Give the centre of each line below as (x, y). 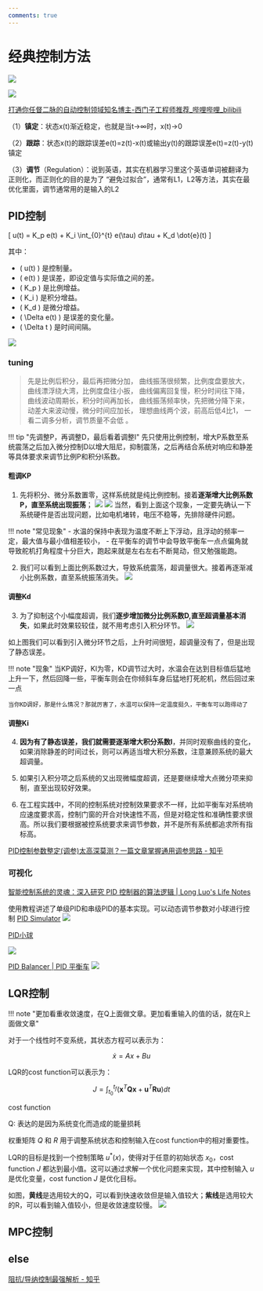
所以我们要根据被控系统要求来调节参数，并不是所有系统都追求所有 (140, 825)
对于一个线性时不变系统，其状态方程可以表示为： (87, 1040)
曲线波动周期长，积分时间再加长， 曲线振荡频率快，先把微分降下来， (138, 400)
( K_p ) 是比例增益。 (52, 288)
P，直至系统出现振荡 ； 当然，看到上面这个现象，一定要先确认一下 (135, 504)
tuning (21, 363)
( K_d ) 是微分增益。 (52, 308)
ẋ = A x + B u (131, 1056)
